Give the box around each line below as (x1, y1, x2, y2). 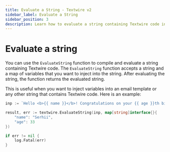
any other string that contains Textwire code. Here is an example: (5, 91, 142, 97)
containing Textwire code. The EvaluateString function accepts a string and (5, 65, 164, 71)
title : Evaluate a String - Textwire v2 (5, 7, 92, 13)
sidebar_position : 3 (5, 17, 49, 22)
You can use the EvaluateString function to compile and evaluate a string (5, 60, 158, 66)
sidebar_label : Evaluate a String (5, 12, 78, 17)
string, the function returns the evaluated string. (5, 76, 105, 82)
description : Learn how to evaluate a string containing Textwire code (5, 21, 159, 27)
